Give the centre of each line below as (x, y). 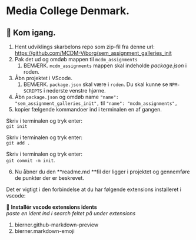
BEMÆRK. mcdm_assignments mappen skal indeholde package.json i (105, 65)
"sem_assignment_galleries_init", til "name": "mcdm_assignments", (96, 103)
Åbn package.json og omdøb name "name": (67, 97)
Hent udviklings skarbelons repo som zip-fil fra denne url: (84, 47)
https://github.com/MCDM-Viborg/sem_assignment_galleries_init (93, 53)
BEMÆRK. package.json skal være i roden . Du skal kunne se (96, 84)
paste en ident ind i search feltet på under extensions (71, 213)
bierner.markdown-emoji (44, 231)
